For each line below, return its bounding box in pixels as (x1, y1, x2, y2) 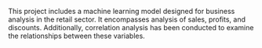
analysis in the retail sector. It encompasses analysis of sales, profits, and (8, 15, 246, 24)
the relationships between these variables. (8, 31, 145, 40)
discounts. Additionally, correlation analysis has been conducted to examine (8, 23, 254, 32)
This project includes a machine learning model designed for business (8, 7, 235, 15)
